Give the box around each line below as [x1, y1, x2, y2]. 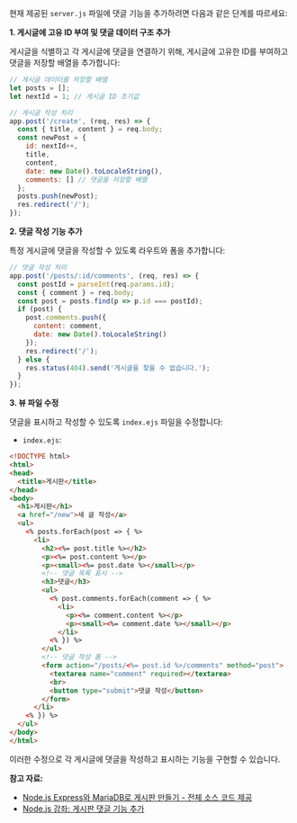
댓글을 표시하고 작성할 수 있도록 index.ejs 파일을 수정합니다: [9, 416, 223, 427]
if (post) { [17, 305, 63, 314]
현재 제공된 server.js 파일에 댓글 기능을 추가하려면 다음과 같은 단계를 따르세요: [9, 8, 288, 18]
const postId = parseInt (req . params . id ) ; [17, 280, 175, 289]
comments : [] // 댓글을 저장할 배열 [25, 174, 148, 184]
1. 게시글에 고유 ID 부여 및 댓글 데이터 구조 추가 [9, 27, 171, 38]
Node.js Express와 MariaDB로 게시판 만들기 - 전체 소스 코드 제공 [22, 792, 253, 802]
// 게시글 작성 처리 [9, 108, 74, 117]
